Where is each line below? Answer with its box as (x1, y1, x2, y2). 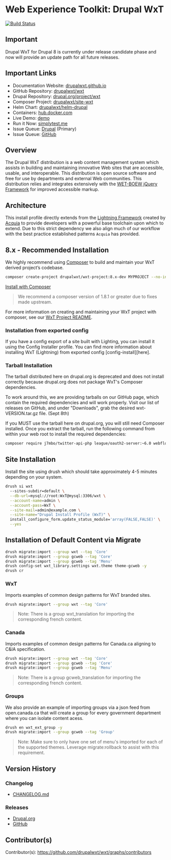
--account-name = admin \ (10, 498, 60, 503)
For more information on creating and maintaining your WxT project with (5, 309, 157, 315)
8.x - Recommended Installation (5, 245, 109, 254)
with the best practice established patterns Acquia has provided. (5, 231, 140, 237)
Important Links (5, 69, 57, 77)
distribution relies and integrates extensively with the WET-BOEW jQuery (5, 181, 158, 187)
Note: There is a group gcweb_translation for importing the (17, 675, 141, 681)
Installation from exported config (5, 327, 89, 334)
